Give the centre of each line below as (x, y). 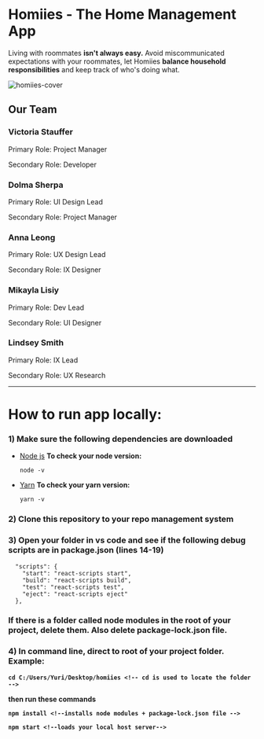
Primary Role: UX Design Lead (57, 255)
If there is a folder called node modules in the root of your (120, 620)
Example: (26, 661)
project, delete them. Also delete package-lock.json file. (118, 631)
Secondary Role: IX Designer (55, 270)
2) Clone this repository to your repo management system (121, 519)
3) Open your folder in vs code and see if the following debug (127, 540)
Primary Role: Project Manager (58, 149)
